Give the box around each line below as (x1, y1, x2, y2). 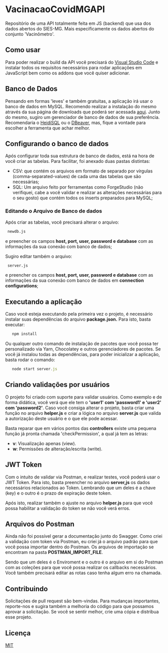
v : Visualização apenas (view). (12, 440, 77, 446)
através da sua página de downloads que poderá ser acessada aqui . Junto (5, 109, 160, 115)
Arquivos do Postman (5, 520, 75, 528)
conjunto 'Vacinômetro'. (5, 31, 54, 37)
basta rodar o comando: (5, 357, 55, 363)
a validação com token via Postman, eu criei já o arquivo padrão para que (5, 539, 158, 545)
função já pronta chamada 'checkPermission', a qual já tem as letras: (5, 430, 148, 437)
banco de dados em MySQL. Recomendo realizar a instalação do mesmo (5, 103, 157, 109)
